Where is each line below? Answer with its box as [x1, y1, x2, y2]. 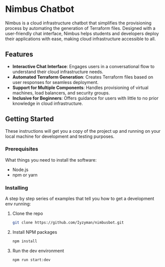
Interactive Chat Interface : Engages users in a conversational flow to [12, 63, 155, 69]
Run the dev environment [12, 248, 64, 254]
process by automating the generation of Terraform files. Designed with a [5, 25, 156, 31]
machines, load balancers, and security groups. [12, 89, 110, 95]
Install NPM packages [12, 229, 57, 235]
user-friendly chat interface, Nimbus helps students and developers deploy [5, 30, 159, 36]
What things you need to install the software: [5, 157, 97, 163]
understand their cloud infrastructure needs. [12, 69, 103, 75]
